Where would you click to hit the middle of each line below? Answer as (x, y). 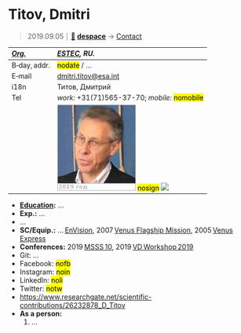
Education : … (42, 205)
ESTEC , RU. (76, 53)
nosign (148, 188)
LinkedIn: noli (41, 280)
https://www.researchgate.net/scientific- (86, 297)
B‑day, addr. (31, 65)
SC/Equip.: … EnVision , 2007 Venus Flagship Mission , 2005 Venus (126, 230)
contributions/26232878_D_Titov (72, 306)
